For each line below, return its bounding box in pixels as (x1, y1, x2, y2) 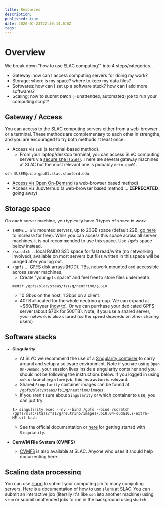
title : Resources (5, 7, 41, 12)
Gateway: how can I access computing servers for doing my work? (12, 72, 148, 79)
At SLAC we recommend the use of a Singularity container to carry (19, 355, 155, 361)
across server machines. (12, 269, 63, 275)
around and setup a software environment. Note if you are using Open (19, 360, 160, 367)
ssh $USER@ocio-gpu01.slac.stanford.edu (5, 171, 90, 176)
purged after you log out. (12, 258, 63, 264)
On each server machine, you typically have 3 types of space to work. (5, 218, 148, 223)
